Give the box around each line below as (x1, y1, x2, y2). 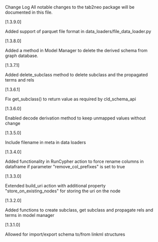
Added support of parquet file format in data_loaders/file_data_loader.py (5, 29, 151, 34)
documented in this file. (5, 9, 53, 15)
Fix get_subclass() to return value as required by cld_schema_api (5, 96, 136, 102)
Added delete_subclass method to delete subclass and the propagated (5, 72, 148, 78)
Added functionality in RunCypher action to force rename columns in (5, 158, 144, 164)
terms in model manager (5, 212, 55, 218)
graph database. (5, 53, 38, 59)
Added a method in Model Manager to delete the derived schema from (5, 48, 148, 53)
